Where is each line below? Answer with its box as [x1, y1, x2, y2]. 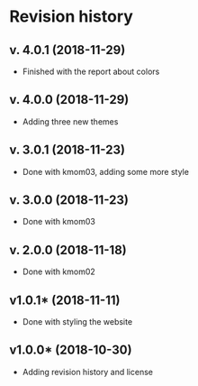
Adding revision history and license [22, 366, 153, 377]
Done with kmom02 [22, 266, 96, 277]
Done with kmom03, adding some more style [22, 166, 189, 177]
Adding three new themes [22, 115, 119, 127]
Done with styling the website [22, 317, 133, 327]
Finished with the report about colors [22, 66, 160, 77]
